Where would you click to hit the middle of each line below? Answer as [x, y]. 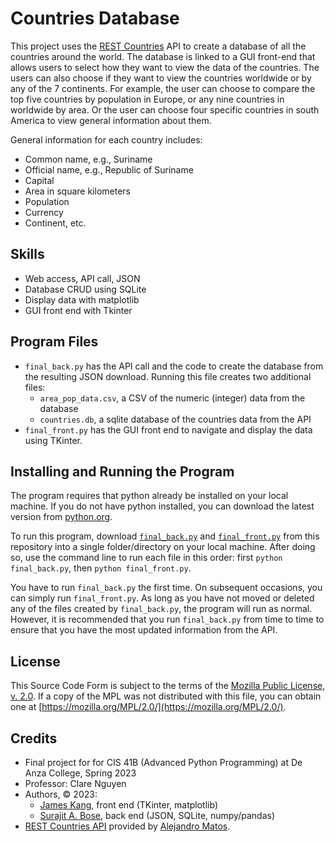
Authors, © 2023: [61, 794]
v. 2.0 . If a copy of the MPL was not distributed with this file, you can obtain [166, 696]
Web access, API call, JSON [82, 278]
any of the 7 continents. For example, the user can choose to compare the [163, 88]
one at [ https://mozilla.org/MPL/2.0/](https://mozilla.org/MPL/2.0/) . [148, 707]
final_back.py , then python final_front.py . [101, 568]
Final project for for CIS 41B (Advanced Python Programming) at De [163, 762]
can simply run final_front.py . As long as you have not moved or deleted [162, 598]
